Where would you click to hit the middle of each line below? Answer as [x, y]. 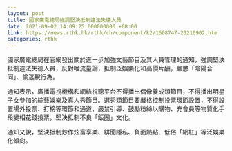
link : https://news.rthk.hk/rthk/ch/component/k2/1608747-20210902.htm [112, 33]
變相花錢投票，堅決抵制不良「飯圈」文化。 [74, 117]
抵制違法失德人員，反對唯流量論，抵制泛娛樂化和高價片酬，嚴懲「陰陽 [107, 68]
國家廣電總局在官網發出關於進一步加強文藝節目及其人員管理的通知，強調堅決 [116, 60]
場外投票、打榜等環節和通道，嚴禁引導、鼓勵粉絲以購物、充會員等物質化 [116, 109]
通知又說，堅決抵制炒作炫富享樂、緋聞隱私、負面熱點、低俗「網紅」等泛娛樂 [116, 132]
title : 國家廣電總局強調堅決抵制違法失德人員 [65, 20]
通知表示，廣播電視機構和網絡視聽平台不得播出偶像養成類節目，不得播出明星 [116, 92]
